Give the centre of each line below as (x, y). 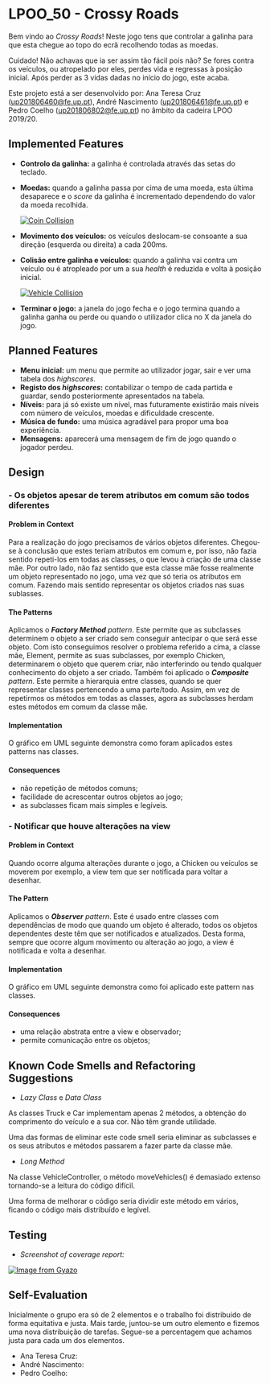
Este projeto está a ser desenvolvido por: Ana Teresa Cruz (105, 93)
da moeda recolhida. (54, 204)
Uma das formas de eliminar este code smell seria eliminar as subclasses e (133, 1137)
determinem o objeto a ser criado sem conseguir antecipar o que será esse (133, 638)
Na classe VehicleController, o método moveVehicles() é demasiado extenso (135, 1177)
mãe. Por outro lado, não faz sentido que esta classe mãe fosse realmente (131, 568)
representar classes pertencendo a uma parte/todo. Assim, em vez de (124, 690)
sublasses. (26, 594)
